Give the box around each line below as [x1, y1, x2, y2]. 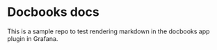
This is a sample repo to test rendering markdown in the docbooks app [7, 27, 210, 35]
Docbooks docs [7, 4, 99, 20]
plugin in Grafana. [7, 34, 58, 42]
